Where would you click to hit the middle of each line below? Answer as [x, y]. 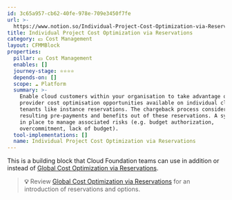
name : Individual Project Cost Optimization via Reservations [105, 142]
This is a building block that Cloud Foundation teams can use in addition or [113, 161]
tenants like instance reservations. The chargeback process [109, 109]
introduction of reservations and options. [82, 189]
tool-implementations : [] [51, 135]
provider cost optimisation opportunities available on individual [118, 103]
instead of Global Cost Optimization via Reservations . [83, 168]
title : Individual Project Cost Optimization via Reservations [100, 33]
